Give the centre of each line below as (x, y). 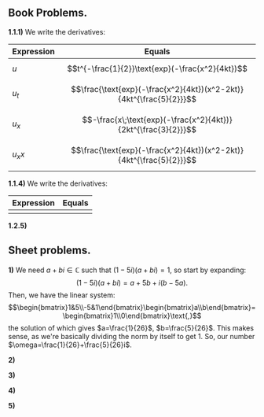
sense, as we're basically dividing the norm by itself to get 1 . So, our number (132, 336)
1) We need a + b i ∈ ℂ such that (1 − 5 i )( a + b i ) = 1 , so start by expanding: (127, 270)
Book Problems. (48, 13)
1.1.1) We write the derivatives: (57, 31)
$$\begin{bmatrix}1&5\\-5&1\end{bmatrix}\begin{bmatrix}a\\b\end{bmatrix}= (132, 307)
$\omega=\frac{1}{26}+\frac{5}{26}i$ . (70, 345)
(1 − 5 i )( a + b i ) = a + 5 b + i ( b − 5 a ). (132, 282)
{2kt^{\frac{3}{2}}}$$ (157, 129)
